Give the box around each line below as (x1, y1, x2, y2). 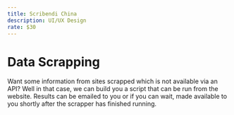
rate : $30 (7, 23, 37, 30)
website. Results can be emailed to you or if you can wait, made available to (7, 92, 228, 101)
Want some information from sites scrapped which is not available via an (7, 77, 218, 85)
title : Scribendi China (7, 10, 78, 18)
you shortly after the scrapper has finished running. (7, 99, 157, 108)
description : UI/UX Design (7, 17, 87, 24)
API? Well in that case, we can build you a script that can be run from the (7, 85, 218, 93)
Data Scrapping (7, 54, 100, 70)
